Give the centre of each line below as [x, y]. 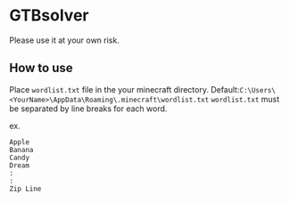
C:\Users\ [258, 90]
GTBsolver [49, 16]
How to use [41, 68]
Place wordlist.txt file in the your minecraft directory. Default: [124, 89]
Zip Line [25, 189]
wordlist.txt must [245, 99]
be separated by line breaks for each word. [88, 109]
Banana [21, 149]
